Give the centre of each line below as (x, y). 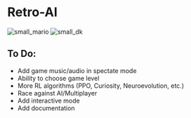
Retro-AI (32, 12)
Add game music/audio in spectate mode (77, 70)
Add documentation (46, 108)
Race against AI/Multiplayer (57, 93)
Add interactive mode (48, 100)
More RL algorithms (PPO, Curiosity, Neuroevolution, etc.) (101, 86)
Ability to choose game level (58, 78)
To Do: (22, 54)
